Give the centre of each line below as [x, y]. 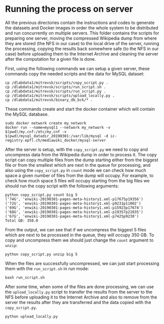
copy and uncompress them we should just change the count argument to [79, 240]
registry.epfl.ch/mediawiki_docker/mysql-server [56, 140]
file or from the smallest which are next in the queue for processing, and [78, 165]
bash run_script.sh [25, 277]
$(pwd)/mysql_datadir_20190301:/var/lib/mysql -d [57, 136]
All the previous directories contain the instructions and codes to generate [80, 23]
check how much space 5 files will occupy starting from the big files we [77, 180]
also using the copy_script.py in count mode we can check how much [76, 170]
